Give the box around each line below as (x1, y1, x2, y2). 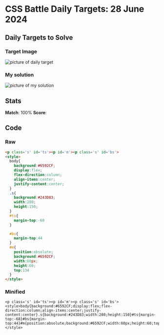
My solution (5, 71, 34, 78)
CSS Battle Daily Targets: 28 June (5, 3, 144, 15)
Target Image (5, 48, 38, 55)
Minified (5, 288, 25, 295)
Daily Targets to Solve (5, 33, 73, 42)
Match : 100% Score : (5, 109, 47, 116)
